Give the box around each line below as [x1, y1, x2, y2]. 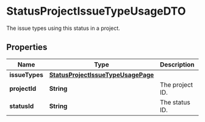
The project [159, 81, 193, 89]
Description [159, 60, 195, 68]
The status [159, 98, 190, 106]
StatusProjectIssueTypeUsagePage [49, 70, 154, 79]
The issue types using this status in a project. [6, 24, 120, 32]
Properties [6, 42, 48, 52]
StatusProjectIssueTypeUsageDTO [6, 4, 186, 18]
